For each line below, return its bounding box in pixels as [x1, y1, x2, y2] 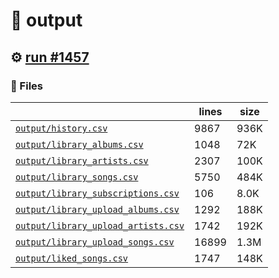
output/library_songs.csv [15, 171, 139, 183]
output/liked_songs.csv [15, 252, 129, 264]
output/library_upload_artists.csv [15, 220, 185, 231]
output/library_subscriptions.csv [15, 187, 180, 199]
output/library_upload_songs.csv [15, 236, 175, 248]
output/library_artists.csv [15, 155, 149, 166]
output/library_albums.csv [15, 139, 144, 150]
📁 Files [10, 79, 43, 93]
